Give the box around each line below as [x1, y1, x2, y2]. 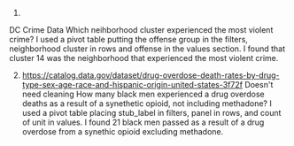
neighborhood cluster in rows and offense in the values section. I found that [9, 43, 286, 54]
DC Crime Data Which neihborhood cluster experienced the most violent [9, 25, 274, 35]
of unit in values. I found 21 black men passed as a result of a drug [21, 117, 265, 127]
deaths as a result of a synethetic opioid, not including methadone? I [21, 98, 272, 109]
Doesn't [244, 80, 274, 89]
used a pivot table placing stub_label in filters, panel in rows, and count [21, 108, 282, 118]
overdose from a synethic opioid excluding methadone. [21, 127, 224, 136]
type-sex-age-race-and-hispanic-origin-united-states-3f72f [21, 80, 244, 89]
